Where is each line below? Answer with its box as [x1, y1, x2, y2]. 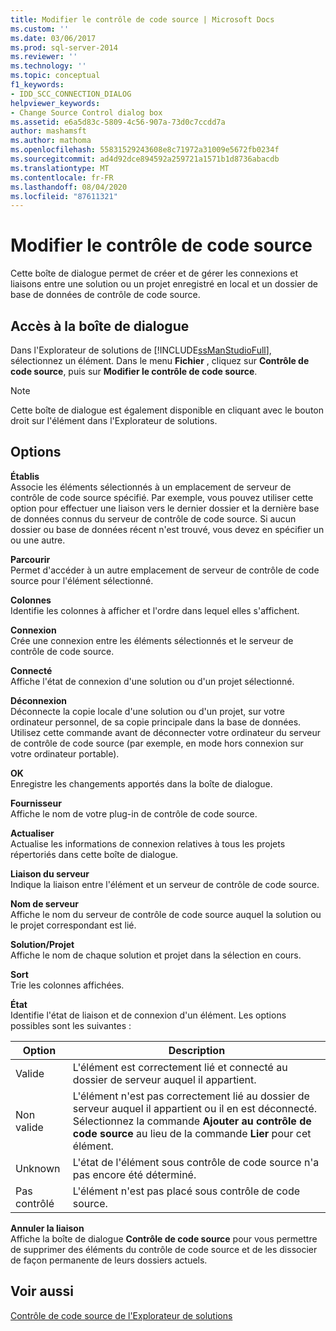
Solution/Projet [10, 938, 75, 950]
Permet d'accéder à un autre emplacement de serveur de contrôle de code [10, 564, 320, 576]
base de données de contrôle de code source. [10, 289, 201, 301]
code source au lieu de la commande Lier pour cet [72, 1126, 312, 1140]
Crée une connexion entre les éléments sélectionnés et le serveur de [10, 634, 294, 646]
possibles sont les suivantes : [10, 1019, 132, 1031]
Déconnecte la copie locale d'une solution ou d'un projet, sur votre [10, 705, 285, 717]
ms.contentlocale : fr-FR [10, 172, 114, 183]
